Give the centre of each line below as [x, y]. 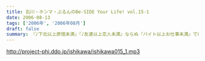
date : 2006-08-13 [28, 18]
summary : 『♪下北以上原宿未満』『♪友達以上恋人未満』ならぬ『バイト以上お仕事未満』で [102, 34]
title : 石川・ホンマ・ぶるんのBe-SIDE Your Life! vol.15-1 [78, 12]
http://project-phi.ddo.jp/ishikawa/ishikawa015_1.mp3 [73, 51]
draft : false [23, 29]
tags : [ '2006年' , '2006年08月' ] [46, 23]
